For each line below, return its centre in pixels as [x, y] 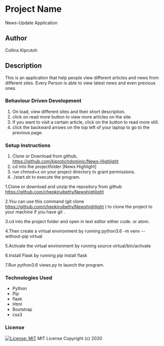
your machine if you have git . [35, 212]
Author [16, 38]
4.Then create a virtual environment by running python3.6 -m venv [73, 231]
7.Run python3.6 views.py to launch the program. [55, 265]
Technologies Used [29, 278]
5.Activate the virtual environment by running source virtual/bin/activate [78, 246]
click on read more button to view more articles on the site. [72, 116]
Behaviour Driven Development [43, 101]
